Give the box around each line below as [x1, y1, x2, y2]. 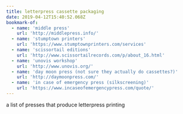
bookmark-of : [6, 19, 38, 25]
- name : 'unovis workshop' [11, 58, 78, 63]
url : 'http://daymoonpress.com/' [17, 74, 99, 80]
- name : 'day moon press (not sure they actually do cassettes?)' [11, 69, 178, 75]
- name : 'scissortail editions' [11, 47, 91, 53]
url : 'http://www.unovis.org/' [17, 63, 94, 69]
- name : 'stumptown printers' [11, 36, 86, 42]
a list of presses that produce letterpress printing [6, 101, 125, 108]
